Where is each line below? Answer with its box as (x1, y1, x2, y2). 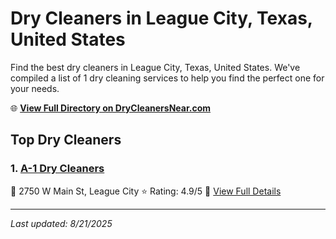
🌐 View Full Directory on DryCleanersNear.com (10, 102, 212, 114)
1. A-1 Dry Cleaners (10, 162, 105, 176)
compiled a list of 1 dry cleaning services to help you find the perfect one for (10, 72, 325, 84)
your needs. (10, 82, 60, 94)
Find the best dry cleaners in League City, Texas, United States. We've (10, 61, 301, 73)
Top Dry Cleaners (10, 132, 122, 149)
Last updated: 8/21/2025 (10, 217, 113, 229)
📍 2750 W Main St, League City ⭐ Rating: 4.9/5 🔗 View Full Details (10, 185, 282, 197)
